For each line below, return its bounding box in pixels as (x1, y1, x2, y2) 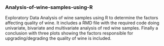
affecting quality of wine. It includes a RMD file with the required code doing (5, 20, 160, 26)
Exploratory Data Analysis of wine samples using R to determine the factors (5, 15, 159, 21)
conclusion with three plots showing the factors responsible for (5, 31, 133, 36)
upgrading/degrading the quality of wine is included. (5, 35, 112, 41)
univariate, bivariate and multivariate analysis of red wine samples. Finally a (5, 25, 159, 31)
